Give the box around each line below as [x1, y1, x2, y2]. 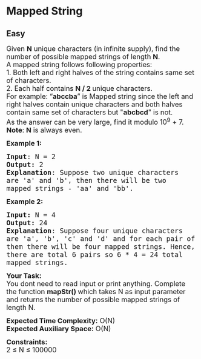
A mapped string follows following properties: [6, 61, 153, 69]
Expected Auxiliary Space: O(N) [6, 324, 111, 333]
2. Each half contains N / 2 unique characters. [6, 84, 153, 93]
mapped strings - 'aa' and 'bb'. [6, 184, 134, 193]
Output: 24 [6, 219, 48, 227]
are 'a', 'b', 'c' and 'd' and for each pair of [6, 234, 196, 243]
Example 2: [6, 197, 44, 206]
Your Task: [6, 271, 42, 280]
